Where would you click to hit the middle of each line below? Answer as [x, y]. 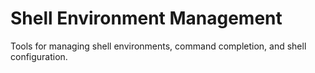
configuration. [39, 56]
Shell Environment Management [146, 18]
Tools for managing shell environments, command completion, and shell [158, 46]
